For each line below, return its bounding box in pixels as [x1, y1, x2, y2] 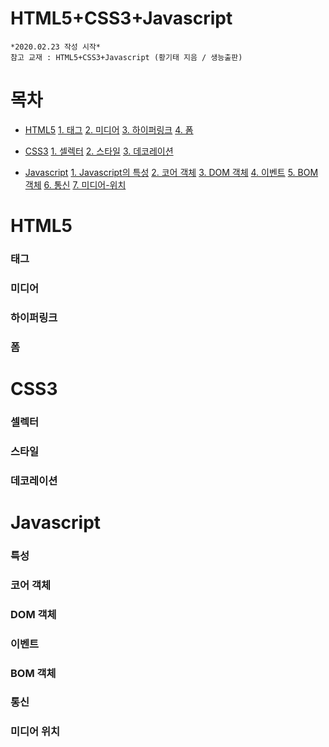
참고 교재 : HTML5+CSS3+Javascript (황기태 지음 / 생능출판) [10, 52, 243, 62]
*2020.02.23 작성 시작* [10, 42, 101, 52]
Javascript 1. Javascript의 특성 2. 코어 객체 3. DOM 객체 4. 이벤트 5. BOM [24, 166, 319, 178]
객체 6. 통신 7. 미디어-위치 [24, 178, 127, 191]
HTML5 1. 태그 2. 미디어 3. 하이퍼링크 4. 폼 [24, 123, 194, 136]
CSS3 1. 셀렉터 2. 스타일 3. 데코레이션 [24, 145, 174, 157]
